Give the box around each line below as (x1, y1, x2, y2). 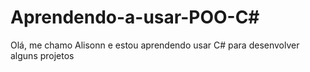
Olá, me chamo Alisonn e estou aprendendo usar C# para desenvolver (10, 39, 300, 51)
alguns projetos (10, 49, 75, 61)
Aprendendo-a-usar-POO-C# (10, 6, 260, 29)
